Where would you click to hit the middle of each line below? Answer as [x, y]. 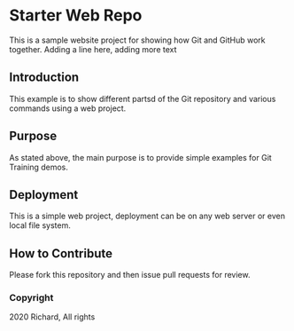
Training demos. [39, 167]
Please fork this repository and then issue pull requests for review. [130, 275]
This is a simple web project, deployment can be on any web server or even [147, 216]
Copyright [31, 298]
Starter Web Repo [76, 16]
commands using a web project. [68, 108]
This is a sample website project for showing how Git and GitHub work [137, 40]
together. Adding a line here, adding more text [93, 49]
